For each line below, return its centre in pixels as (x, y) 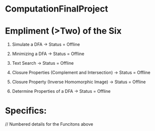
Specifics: (26, 111)
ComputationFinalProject (56, 9)
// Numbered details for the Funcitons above (49, 124)
